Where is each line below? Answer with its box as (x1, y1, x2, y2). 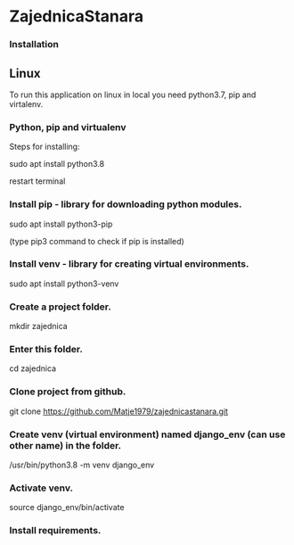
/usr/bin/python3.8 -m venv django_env (9, 459, 155, 470)
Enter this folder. (9, 343, 83, 356)
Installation (9, 38, 60, 51)
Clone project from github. (9, 385, 127, 398)
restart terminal (9, 176, 66, 186)
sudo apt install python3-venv (9, 278, 119, 289)
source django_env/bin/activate (9, 502, 125, 513)
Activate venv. (9, 482, 74, 494)
